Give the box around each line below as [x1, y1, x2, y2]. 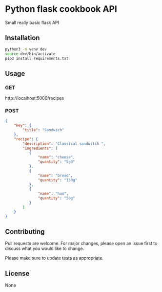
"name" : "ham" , [38, 191, 69, 196]
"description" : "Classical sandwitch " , [22, 141, 106, 146]
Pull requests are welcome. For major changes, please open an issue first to [5, 241, 158, 247]
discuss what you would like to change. [5, 246, 84, 251]
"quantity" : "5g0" [38, 159, 76, 164]
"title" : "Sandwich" [22, 128, 64, 133]
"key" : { [14, 123, 32, 128]
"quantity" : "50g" [38, 196, 76, 201]
